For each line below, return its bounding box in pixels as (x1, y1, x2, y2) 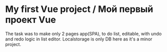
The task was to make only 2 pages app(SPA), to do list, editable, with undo (5, 30, 162, 36)
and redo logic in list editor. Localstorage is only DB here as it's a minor (5, 36, 152, 42)
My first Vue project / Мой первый (5, 3, 153, 15)
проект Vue (5, 14, 56, 25)
